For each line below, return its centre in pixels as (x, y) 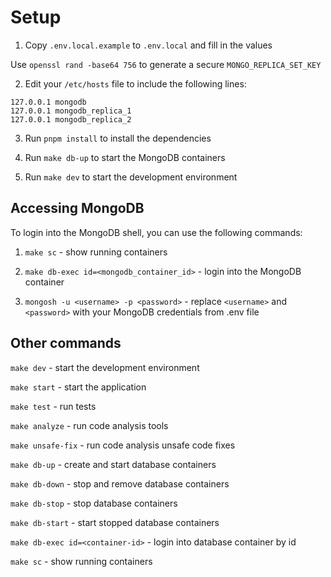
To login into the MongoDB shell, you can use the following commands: (156, 232)
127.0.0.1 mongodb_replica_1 (71, 111)
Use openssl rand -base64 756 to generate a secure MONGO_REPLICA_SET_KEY (166, 64)
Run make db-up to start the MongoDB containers (125, 157)
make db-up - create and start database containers (113, 464)
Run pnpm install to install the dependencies (118, 138)
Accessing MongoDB (77, 208)
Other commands (66, 343)
